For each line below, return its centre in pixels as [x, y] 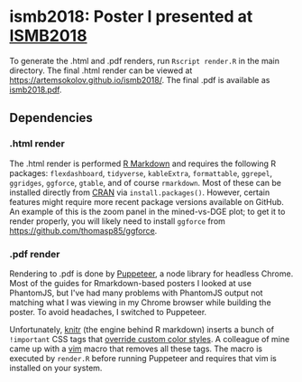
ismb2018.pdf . [36, 89]
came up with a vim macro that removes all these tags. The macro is [136, 349]
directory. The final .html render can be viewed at [101, 70]
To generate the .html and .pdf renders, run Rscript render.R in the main [144, 61]
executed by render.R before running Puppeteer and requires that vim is [143, 358]
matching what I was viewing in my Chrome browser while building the [141, 302]
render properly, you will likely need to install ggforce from [117, 221]
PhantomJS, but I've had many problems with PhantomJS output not [136, 293]
